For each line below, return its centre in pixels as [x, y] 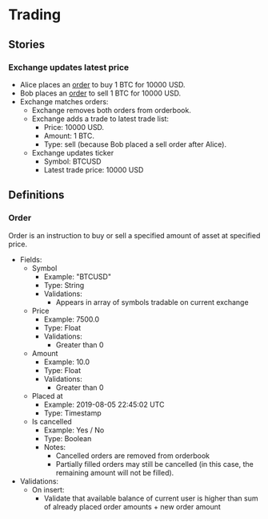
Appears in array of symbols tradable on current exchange [152, 302]
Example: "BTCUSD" [78, 276]
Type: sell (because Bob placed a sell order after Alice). [135, 144]
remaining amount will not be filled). [115, 472]
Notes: [55, 447]
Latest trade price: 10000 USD [94, 169]
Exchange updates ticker [73, 152]
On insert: [48, 489]
